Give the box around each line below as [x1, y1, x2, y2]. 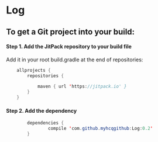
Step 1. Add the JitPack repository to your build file [6, 43, 132, 50]
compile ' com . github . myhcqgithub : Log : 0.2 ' [47, 126, 153, 131]
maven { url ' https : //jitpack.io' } [37, 84, 127, 89]
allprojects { [16, 67, 51, 73]
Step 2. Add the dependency [6, 107, 77, 114]
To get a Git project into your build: [6, 27, 135, 37]
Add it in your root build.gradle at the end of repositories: [6, 56, 143, 63]
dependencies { [27, 120, 64, 126]
